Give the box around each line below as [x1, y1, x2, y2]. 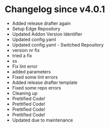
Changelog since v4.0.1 [5, 4, 105, 15]
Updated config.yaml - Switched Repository [12, 41, 104, 48]
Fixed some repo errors [12, 84, 61, 91]
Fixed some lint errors [12, 74, 58, 80]
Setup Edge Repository [12, 25, 60, 31]
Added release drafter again [12, 20, 71, 26]
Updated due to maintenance [12, 117, 74, 123]
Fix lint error [12, 63, 38, 69]
